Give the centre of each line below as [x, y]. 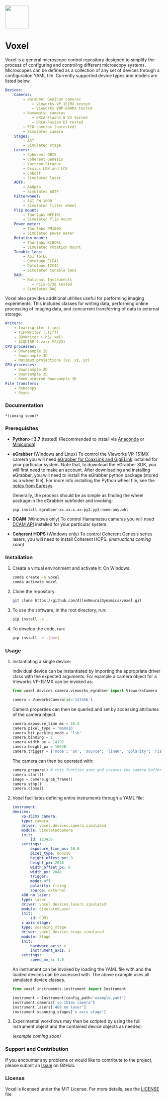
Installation [19, 557]
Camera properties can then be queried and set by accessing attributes [85, 709]
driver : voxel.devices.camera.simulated [64, 825]
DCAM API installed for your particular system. [60, 524]
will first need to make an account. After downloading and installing [81, 470]
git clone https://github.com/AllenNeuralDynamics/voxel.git [77, 601]
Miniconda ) [24, 444]
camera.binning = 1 [33, 738]
